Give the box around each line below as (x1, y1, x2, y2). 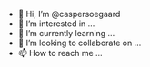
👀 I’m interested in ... (17, 18, 95, 29)
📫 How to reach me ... (17, 48, 103, 58)
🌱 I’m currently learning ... (17, 28, 115, 38)
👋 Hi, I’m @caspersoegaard (17, 9, 121, 19)
